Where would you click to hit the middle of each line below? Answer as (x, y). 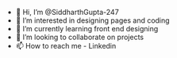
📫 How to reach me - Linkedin (66, 46)
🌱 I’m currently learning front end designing (87, 29)
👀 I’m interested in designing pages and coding (92, 20)
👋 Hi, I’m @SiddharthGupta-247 (67, 12)
